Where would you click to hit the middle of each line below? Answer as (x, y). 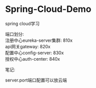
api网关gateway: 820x (28, 46)
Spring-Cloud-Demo (48, 9)
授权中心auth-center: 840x (33, 59)
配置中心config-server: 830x (35, 53)
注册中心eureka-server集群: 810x (39, 40)
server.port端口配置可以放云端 (36, 80)
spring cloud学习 (22, 23)
